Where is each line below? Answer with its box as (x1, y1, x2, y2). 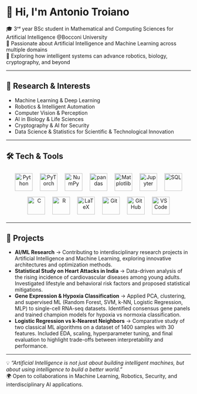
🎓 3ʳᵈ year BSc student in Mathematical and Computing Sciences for (6, 25, 174, 32)
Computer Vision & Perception (14, 109, 88, 116)
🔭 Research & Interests (6, 81, 91, 91)
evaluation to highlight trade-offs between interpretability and (14, 336, 164, 343)
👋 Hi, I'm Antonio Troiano (6, 5, 130, 19)
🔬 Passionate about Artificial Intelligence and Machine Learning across (6, 39, 177, 46)
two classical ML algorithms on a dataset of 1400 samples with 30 (14, 323, 175, 331)
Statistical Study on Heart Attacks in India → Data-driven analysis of (14, 268, 183, 275)
